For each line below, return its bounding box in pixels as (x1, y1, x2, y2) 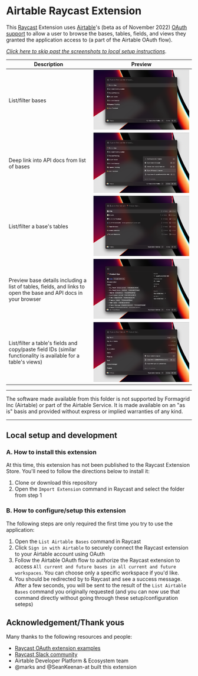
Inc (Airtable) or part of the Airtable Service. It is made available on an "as (6, 401, 186, 408)
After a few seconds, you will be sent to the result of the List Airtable (14, 581, 187, 589)
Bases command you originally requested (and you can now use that (14, 588, 180, 595)
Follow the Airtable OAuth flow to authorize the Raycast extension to (14, 557, 180, 564)
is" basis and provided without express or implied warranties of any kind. (6, 408, 183, 415)
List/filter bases (8, 96, 47, 104)
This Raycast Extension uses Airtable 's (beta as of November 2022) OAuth (6, 24, 187, 31)
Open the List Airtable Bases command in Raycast (14, 538, 141, 545)
